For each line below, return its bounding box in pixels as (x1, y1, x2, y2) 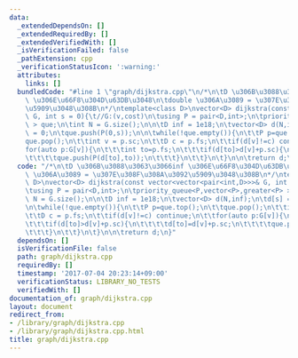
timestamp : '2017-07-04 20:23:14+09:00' (17, 269, 169, 278)
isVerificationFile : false (17, 244, 117, 253)
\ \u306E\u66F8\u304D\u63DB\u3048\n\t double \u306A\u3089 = (25, 95, 252, 105)
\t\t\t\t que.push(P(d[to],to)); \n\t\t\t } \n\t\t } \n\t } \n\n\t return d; (25, 153, 288, 163)
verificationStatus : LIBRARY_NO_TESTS (17, 277, 161, 286)
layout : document (9, 302, 74, 311)
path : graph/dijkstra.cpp (17, 252, 114, 262)
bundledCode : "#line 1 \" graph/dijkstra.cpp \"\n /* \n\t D (17, 87, 228, 96)
